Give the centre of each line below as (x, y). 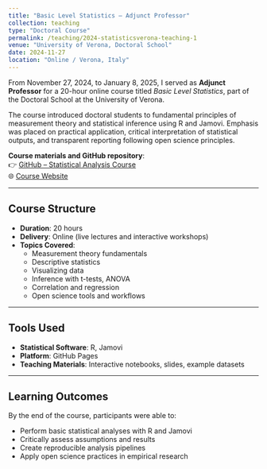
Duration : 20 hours (51, 228)
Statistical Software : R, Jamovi (71, 347)
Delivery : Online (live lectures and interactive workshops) (114, 236)
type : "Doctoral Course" (49, 30)
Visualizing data (58, 270)
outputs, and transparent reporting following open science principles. (122, 140)
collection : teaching (44, 23)
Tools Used (37, 328)
